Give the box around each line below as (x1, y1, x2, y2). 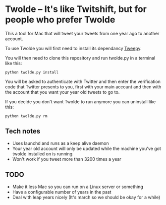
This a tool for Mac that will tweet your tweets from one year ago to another (5, 30, 160, 36)
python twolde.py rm (5, 113, 48, 119)
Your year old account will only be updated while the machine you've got (12, 145, 161, 151)
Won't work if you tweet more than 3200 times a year (12, 156, 121, 162)
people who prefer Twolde (5, 14, 115, 25)
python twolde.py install (5, 69, 58, 75)
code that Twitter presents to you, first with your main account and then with (5, 83, 162, 90)
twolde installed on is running (12, 150, 73, 157)
